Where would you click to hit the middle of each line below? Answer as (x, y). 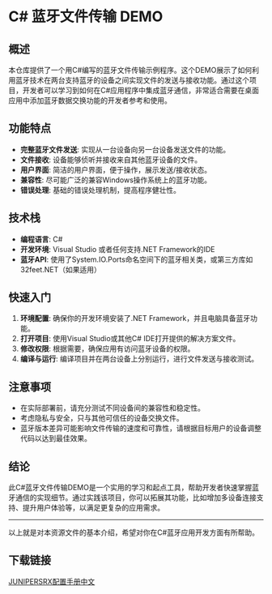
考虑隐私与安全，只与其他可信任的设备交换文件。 (102, 418)
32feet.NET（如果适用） (60, 269)
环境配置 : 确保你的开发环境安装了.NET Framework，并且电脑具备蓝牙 (135, 318)
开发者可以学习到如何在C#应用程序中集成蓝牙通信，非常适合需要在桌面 (141, 90)
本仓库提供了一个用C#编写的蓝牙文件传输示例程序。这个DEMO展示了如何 (130, 70)
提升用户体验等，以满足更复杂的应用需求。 (93, 508)
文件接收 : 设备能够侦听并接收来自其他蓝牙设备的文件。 (111, 160)
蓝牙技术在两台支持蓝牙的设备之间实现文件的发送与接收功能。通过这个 (132, 80)
